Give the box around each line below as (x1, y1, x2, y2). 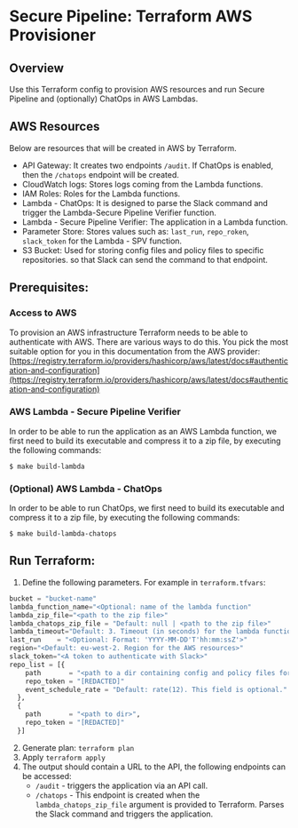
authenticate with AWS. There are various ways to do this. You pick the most (9, 336, 289, 347)
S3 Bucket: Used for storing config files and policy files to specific (21, 244, 264, 255)
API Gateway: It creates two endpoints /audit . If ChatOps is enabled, (21, 160, 274, 171)
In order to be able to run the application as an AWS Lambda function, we (9, 426, 278, 436)
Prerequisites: (9, 280, 89, 295)
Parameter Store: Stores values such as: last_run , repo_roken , (21, 226, 250, 236)
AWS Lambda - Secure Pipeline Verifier (9, 406, 182, 418)
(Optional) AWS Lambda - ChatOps (9, 482, 162, 495)
